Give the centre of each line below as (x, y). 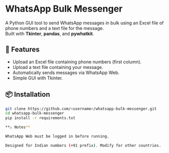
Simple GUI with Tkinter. (38, 78)
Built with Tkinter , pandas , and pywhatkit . (50, 33)
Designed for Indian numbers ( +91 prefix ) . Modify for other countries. (83, 145)
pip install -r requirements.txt (40, 118)
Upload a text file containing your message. (58, 67)
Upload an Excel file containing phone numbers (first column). (77, 62)
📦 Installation (28, 94)
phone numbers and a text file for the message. (55, 28)
